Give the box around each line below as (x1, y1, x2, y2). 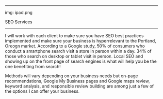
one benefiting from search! (5, 64, 61, 69)
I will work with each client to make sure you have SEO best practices (5, 33, 144, 39)
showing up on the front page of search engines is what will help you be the (5, 58, 157, 64)
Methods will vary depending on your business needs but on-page (5, 73, 138, 79)
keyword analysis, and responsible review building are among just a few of (5, 83, 154, 89)
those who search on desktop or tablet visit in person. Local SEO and (5, 54, 143, 59)
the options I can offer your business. (5, 88, 80, 94)
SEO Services (5, 19, 33, 25)
